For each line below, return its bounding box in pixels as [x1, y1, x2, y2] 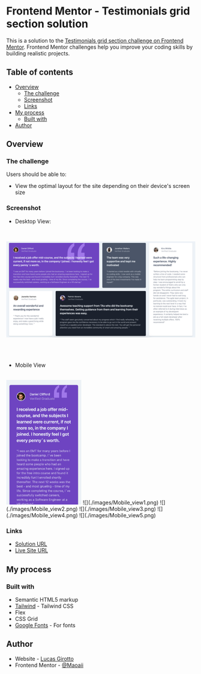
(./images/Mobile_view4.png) [6, 512, 78, 519]
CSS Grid [14, 616, 38, 623]
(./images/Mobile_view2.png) [6, 505, 78, 513]
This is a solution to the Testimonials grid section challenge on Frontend [6, 37, 184, 44]
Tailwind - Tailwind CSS [14, 602, 74, 610]
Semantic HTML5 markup [14, 596, 79, 604]
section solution [6, 17, 89, 31]
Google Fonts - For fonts [14, 622, 76, 629]
